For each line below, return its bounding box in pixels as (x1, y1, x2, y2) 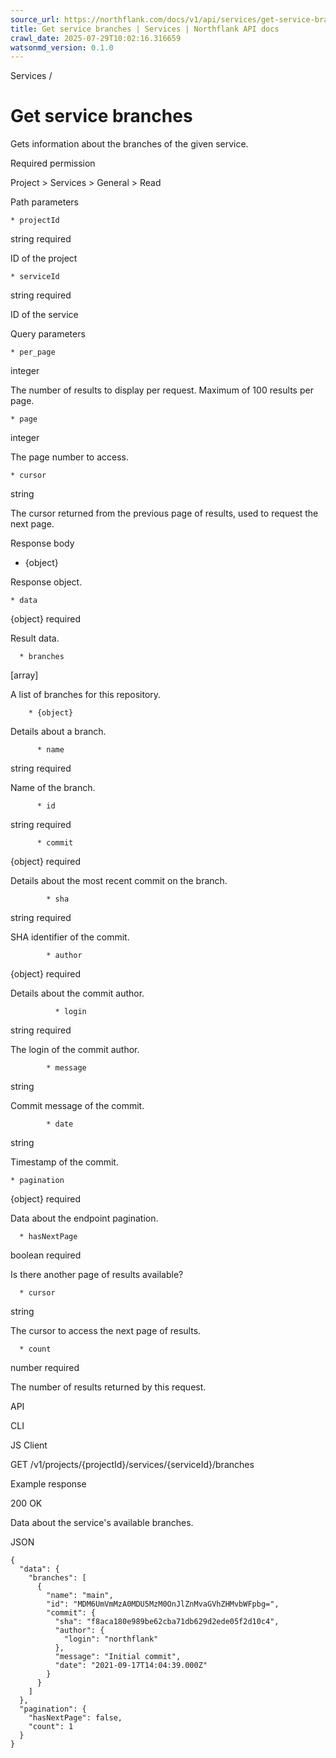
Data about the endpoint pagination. (10, 1212, 159, 1225)
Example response (10, 1478, 87, 1490)
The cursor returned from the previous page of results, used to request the (10, 507, 319, 520)
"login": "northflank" (63, 1634, 159, 1645)
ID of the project (10, 252, 78, 265)
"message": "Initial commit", (54, 1652, 182, 1662)
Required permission (10, 157, 96, 170)
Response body (10, 537, 75, 550)
